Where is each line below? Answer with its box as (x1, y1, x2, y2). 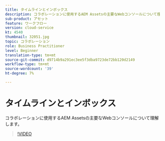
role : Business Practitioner (5, 44, 65, 48)
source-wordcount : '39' (5, 67, 54, 71)
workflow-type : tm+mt (5, 62, 50, 67)
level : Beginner (5, 48, 38, 53)
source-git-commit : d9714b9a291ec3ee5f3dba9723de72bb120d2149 (5, 57, 135, 62)
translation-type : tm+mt (5, 52, 56, 58)
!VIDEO (17, 131, 32, 137)
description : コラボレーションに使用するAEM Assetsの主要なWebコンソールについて (5, 12, 157, 17)
